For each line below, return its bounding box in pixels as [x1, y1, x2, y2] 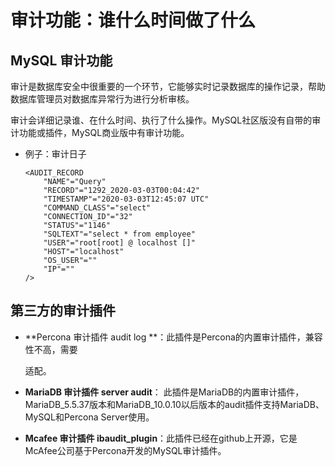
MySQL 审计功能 [10, 52, 113, 69]
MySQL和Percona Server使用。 [24, 411, 155, 423]
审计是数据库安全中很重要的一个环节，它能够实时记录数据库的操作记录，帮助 [10, 81, 326, 92]
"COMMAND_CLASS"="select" [43, 203, 152, 213]
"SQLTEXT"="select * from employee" [43, 229, 196, 239]
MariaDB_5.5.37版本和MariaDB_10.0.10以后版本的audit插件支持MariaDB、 [24, 398, 325, 410]
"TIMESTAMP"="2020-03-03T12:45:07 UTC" [43, 194, 210, 204]
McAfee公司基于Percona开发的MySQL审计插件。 [24, 444, 227, 456]
